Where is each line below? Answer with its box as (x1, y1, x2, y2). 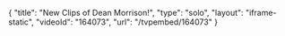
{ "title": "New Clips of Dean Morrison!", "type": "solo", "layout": (8, 8, 244, 18)
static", (8, 17, 35, 27)
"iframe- (245, 8, 277, 18)
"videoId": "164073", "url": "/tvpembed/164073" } (36, 17, 219, 27)
